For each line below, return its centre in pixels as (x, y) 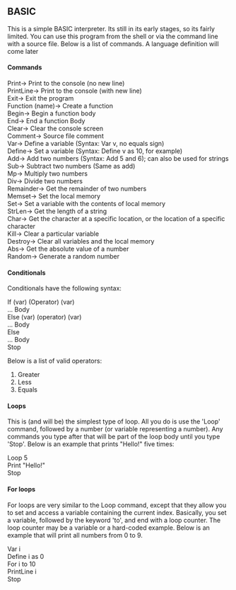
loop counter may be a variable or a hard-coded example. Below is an (109, 528)
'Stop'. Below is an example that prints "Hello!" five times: (91, 444)
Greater (29, 375)
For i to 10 (22, 564)
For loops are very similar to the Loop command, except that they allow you (117, 505)
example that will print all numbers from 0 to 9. (75, 535)
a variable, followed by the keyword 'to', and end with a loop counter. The (114, 520)
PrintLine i (22, 571)
